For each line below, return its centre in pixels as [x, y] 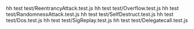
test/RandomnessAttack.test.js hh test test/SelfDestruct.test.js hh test [90, 14]
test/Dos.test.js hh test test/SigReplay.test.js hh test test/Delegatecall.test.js [97, 20]
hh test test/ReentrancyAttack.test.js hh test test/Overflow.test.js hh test [93, 8]
